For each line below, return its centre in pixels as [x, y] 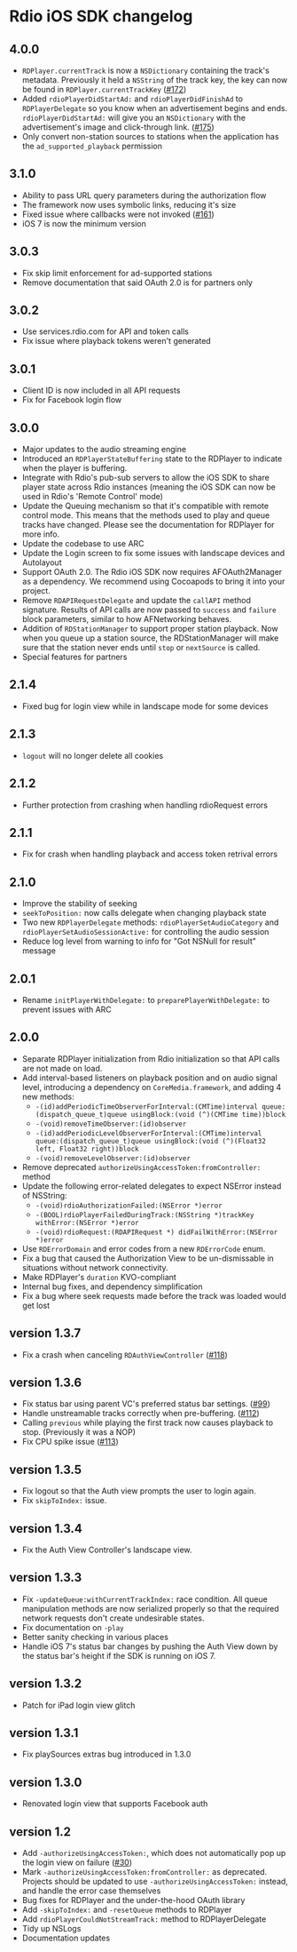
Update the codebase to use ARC [83, 544]
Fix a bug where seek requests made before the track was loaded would [154, 1295]
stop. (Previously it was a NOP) [78, 1432]
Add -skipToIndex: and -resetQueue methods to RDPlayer [127, 1910]
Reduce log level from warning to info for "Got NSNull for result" [139, 941]
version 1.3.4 [46, 1529]
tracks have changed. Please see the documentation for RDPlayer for [148, 525]
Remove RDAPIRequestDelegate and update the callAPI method [136, 601]
